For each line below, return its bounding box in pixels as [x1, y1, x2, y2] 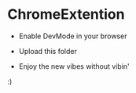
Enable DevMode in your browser [18, 31, 127, 41]
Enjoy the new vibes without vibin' [18, 61, 130, 71]
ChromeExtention [7, 5, 125, 23]
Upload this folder [18, 46, 78, 55]
